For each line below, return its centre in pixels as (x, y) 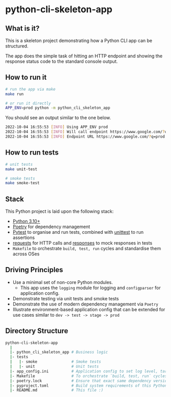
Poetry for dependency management (51, 227)
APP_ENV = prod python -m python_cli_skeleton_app (58, 108)
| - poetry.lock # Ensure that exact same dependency (81, 381)
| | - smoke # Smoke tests (55, 362)
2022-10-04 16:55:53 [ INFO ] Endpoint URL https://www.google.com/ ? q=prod (85, 137)
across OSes (26, 254)
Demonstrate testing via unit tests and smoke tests (66, 298)
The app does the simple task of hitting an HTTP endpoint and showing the (84, 56)
